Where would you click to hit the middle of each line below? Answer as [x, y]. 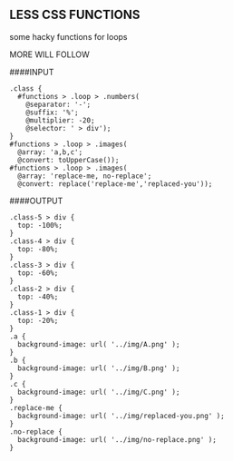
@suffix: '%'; [52, 113]
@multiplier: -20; [60, 120]
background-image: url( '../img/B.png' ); [99, 368]
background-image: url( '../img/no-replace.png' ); [117, 439]
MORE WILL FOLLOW [49, 54]
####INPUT [32, 72]
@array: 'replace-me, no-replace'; [85, 176]
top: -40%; [38, 297]
